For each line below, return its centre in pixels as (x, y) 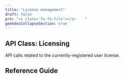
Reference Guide (32, 71)
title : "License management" (35, 10)
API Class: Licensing (38, 43)
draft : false (19, 14)
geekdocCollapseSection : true (36, 23)
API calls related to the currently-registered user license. (62, 55)
